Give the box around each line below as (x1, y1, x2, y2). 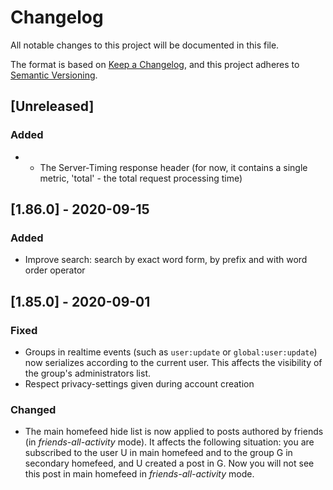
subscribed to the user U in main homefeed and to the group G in (24, 447, 293, 459)
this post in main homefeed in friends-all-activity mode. (24, 468, 255, 480)
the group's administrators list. (24, 367, 152, 379)
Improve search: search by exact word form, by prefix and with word (24, 254, 308, 266)
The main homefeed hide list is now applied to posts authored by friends (24, 426, 324, 438)
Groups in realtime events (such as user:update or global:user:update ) (24, 346, 318, 358)
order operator (24, 264, 86, 276)
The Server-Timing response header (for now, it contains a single (39, 161, 308, 173)
